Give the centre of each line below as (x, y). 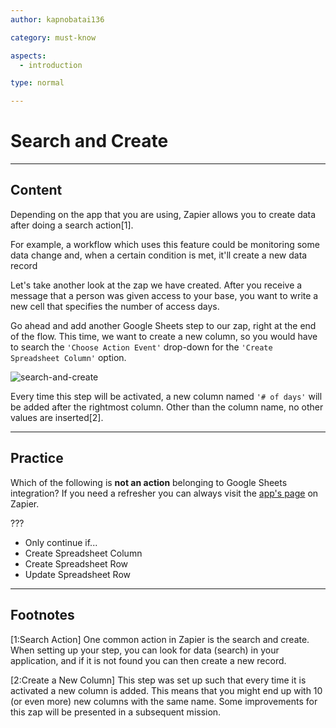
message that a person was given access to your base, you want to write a (164, 295)
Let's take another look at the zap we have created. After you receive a (156, 285)
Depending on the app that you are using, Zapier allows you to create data (163, 214)
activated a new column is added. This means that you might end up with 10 (166, 690)
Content (36, 190)
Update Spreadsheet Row (78, 574)
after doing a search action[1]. (72, 225)
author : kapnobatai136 (57, 19)
